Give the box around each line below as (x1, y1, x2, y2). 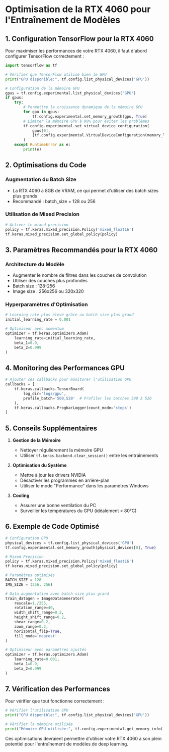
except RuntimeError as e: (14, 142, 71, 147)
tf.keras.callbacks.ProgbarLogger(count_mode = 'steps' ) (14, 405, 132, 410)
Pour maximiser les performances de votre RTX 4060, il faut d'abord (5, 48, 147, 54)
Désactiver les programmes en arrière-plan (20, 477, 110, 483)
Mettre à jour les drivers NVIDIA (20, 472, 86, 478)
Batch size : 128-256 (12, 283, 55, 289)
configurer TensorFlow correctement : (5, 53, 84, 59)
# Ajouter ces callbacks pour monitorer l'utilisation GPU (5, 377, 132, 382)
